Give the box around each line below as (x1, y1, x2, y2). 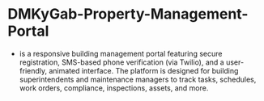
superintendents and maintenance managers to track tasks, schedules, (19, 74, 257, 84)
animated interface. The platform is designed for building (49, 65, 239, 75)
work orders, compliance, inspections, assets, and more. (19, 82, 209, 93)
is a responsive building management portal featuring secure (19, 48, 223, 58)
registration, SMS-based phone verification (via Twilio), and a (19, 57, 224, 67)
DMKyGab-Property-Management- (7, 5, 249, 23)
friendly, (19, 65, 48, 75)
